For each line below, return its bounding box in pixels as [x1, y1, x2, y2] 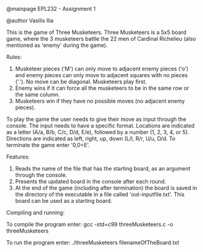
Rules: [6, 53, 22, 60]
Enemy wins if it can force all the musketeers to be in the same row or [15, 84, 190, 92]
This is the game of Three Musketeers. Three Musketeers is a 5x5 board [6, 29, 187, 36]
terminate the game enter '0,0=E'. [6, 141, 90, 148]
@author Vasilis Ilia [6, 17, 54, 24]
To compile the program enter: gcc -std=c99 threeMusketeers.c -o [6, 221, 173, 228]
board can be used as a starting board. [15, 197, 113, 204]
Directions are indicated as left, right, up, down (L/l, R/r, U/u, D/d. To [6, 135, 176, 142]
